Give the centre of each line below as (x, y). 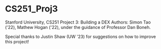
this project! (17, 41)
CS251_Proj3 (31, 9)
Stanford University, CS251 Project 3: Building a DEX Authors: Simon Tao (78, 22)
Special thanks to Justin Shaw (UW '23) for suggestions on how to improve (80, 37)
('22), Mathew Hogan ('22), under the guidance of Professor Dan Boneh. (78, 27)
